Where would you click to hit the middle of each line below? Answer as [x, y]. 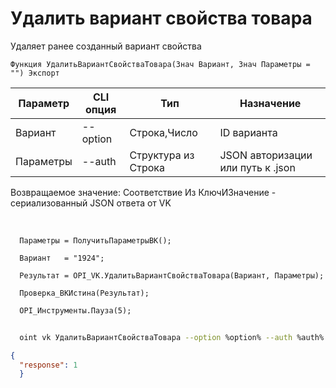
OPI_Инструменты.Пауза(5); [75, 310]
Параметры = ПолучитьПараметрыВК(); [95, 240]
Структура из [162, 155]
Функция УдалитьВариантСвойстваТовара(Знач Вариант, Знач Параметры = [160, 64]
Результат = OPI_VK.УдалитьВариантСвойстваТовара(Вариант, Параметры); [172, 275]
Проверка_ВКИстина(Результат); [84, 293]
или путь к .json [257, 167]
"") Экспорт [35, 73]
